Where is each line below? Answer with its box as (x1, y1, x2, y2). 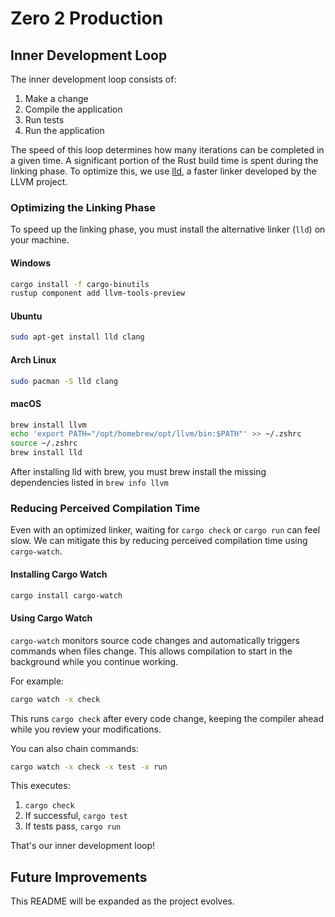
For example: (10, 675, 65, 687)
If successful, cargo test (24, 810, 128, 822)
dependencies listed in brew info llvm (10, 477, 169, 489)
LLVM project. (10, 176, 68, 187)
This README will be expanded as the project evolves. (10, 895, 235, 907)
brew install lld (10, 448, 83, 458)
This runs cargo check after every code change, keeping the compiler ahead (10, 712, 325, 724)
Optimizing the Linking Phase (10, 200, 157, 214)
